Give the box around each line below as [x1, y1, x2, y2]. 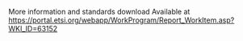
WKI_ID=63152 [8, 24, 58, 33]
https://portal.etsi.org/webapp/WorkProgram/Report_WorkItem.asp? [8, 15, 235, 25]
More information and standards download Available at [8, 7, 191, 16]
